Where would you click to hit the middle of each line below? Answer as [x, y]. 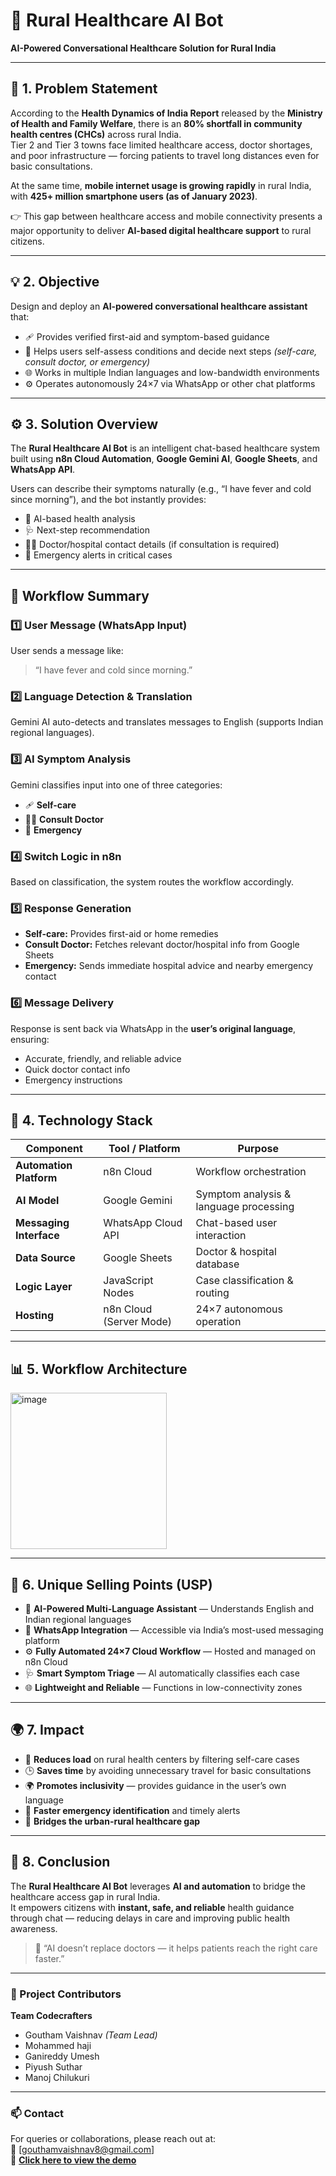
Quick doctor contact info [77, 1069]
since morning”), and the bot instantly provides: [108, 500]
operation [218, 1322]
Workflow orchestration [251, 1172]
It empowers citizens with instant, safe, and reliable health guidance [152, 1907]
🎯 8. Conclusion [60, 1862]
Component [54, 1149]
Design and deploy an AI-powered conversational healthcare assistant [159, 306]
